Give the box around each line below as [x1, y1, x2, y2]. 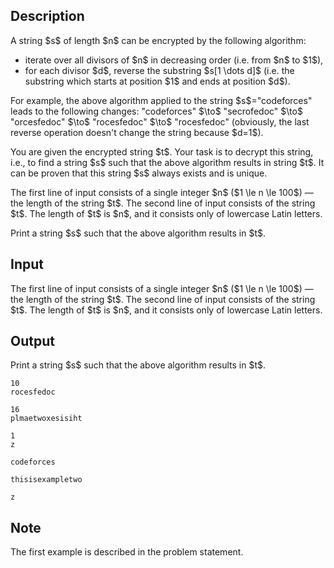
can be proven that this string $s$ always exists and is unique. [10, 167, 268, 179]
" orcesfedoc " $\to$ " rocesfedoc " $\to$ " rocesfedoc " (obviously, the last [10, 115, 310, 128]
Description [10, 8, 85, 25]
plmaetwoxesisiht [10, 414, 83, 424]
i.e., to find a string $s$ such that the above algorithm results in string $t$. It [10, 156, 325, 168]
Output [10, 333, 55, 350]
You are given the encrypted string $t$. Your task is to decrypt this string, [10, 145, 314, 158]
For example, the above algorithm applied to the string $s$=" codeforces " [10, 94, 313, 106]
